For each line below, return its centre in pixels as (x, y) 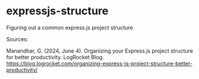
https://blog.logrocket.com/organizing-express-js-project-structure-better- (99, 63)
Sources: (17, 39)
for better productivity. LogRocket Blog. (55, 57)
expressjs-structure (57, 11)
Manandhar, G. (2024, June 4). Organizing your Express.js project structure (100, 51)
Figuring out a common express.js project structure (70, 28)
